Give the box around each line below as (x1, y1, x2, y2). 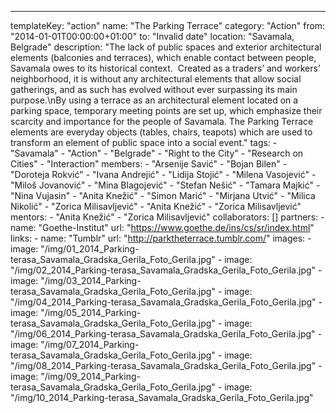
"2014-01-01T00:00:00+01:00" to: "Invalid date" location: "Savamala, (10, 31, 295, 42)
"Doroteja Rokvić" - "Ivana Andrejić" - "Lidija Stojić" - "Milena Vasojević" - (10, 169, 317, 180)
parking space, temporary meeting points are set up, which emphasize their (10, 105, 323, 116)
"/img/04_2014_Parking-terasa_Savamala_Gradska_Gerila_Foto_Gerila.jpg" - (10, 296, 323, 308)
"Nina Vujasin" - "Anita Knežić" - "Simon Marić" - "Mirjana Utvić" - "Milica (10, 190, 316, 201)
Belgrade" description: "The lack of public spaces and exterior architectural (10, 41, 322, 53)
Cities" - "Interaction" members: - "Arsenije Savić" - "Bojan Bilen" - (10, 158, 288, 170)
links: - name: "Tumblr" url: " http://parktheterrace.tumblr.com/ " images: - (10, 232, 312, 244)
